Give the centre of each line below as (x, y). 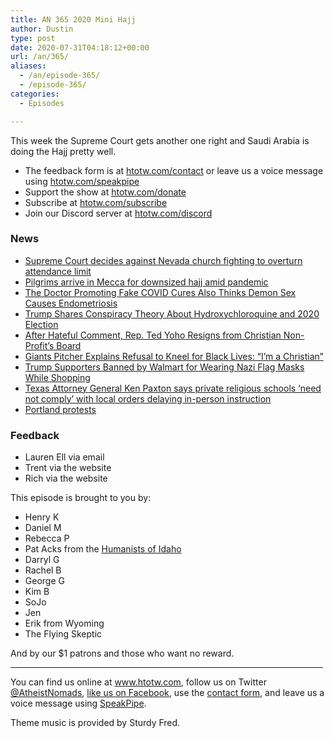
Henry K (42, 517)
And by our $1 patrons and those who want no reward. (122, 653)
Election (41, 324)
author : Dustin (42, 29)
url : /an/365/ (40, 57)
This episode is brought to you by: (81, 498)
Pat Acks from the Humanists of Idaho (103, 549)
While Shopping (57, 377)
